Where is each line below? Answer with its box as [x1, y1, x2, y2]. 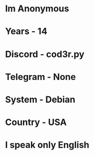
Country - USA [5, 117, 67, 128]
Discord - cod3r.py [5, 48, 85, 60]
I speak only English [5, 140, 90, 151]
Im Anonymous [5, 3, 70, 14]
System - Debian [5, 94, 76, 105]
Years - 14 [5, 26, 48, 37]
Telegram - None [5, 71, 76, 82]
